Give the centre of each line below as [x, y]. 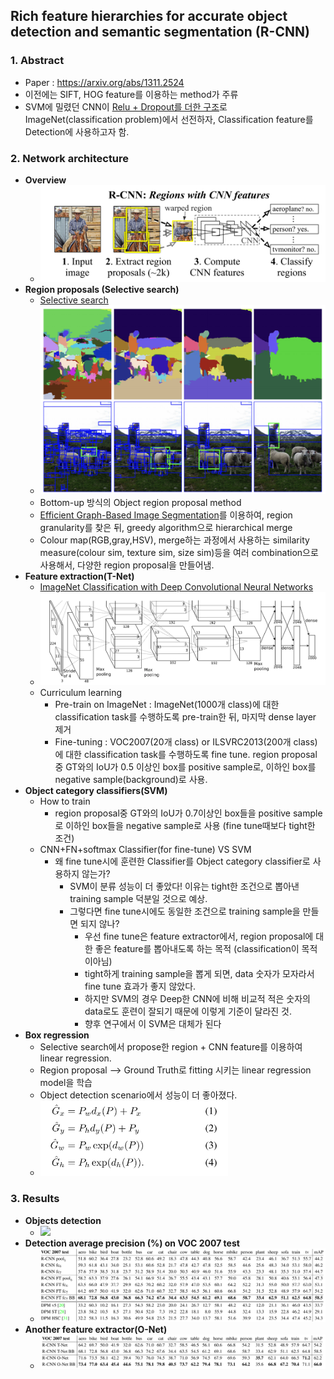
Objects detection [63, 1220]
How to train [65, 801]
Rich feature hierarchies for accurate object [149, 16]
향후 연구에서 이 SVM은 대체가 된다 [153, 1023]
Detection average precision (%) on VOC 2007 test [132, 1243]
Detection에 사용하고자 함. [77, 131]
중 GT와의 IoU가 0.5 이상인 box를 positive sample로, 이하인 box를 [185, 766]
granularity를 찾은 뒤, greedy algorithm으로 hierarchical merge [166, 527]
